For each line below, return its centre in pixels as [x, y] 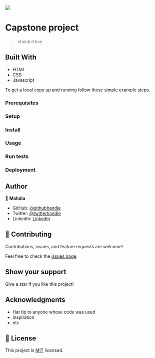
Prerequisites [22, 103]
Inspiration [23, 317]
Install [13, 129]
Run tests [17, 156]
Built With [21, 57]
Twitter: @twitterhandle [36, 214]
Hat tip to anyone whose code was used [54, 312]
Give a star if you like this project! [39, 284]
